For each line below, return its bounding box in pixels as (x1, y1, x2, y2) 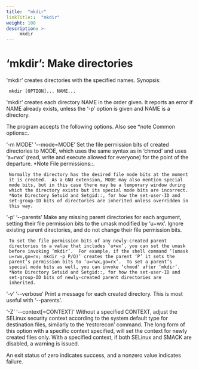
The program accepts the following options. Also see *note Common (6, 123, 175, 131)
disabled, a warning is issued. (6, 340, 79, 347)
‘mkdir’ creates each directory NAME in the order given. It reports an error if (6, 99, 193, 106)
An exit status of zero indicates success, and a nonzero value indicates (6, 351, 181, 359)
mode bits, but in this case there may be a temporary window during (8, 182, 186, 189)
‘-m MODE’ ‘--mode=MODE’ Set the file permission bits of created (6, 141, 169, 148)
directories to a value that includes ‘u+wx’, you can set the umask (8, 243, 186, 249)
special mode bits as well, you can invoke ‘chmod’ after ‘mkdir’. (8, 264, 180, 270)
